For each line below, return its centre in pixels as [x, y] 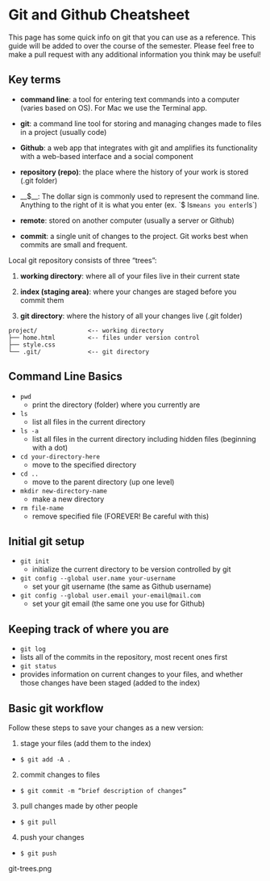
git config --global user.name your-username [98, 579]
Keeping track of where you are [89, 629]
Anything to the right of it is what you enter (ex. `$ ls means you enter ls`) [139, 204]
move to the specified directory [84, 464]
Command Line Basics [65, 377]
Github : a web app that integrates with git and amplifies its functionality [139, 148]
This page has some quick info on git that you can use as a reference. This [132, 37]
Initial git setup [46, 541]
